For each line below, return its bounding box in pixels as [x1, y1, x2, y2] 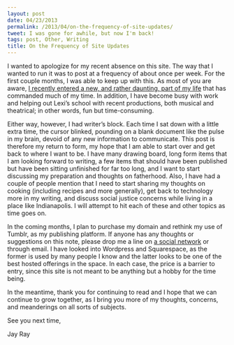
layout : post [7, 10, 45, 17]
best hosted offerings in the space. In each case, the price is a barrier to [7, 260, 215, 267]
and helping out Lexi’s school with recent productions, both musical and [7, 99, 214, 107]
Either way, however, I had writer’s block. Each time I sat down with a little [7, 120, 219, 128]
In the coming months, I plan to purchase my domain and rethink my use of [7, 223, 223, 230]
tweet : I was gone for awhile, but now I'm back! [7, 29, 155, 37]
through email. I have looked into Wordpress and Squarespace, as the [7, 245, 207, 253]
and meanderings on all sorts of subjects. [7, 303, 127, 311]
